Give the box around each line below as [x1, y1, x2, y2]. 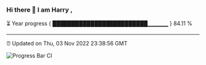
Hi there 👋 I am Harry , [6, 6, 73, 14]
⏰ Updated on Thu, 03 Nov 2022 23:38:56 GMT [6, 40, 128, 47]
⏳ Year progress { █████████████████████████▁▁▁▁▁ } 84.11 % [6, 20, 193, 27]
